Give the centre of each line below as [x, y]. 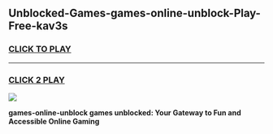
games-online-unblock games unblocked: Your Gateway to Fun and [125, 112]
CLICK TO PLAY [40, 50]
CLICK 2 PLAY [37, 80]
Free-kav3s [38, 26]
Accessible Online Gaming [54, 121]
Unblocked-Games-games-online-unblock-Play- [135, 13]
